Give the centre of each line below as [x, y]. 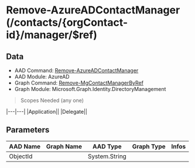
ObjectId [21, 156]
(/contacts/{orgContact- [67, 22]
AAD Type [107, 146]
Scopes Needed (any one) [52, 100]
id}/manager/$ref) [52, 35]
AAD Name [25, 146]
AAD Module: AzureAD [42, 77]
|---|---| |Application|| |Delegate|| [47, 112]
